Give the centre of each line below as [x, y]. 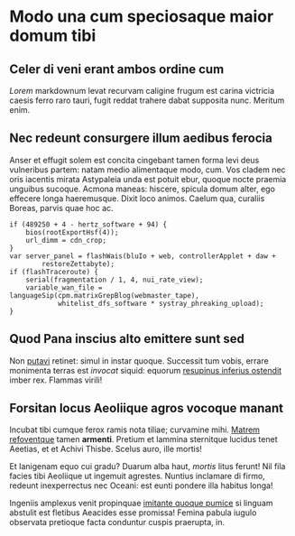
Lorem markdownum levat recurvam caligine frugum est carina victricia [142, 91]
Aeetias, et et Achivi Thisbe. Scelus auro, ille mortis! [106, 449]
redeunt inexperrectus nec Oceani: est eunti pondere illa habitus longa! [141, 485]
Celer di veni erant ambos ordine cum [117, 69]
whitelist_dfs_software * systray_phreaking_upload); [161, 303]
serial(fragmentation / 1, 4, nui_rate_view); [115, 280]
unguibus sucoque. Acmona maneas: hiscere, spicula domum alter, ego [142, 189]
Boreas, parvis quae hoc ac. [62, 208]
